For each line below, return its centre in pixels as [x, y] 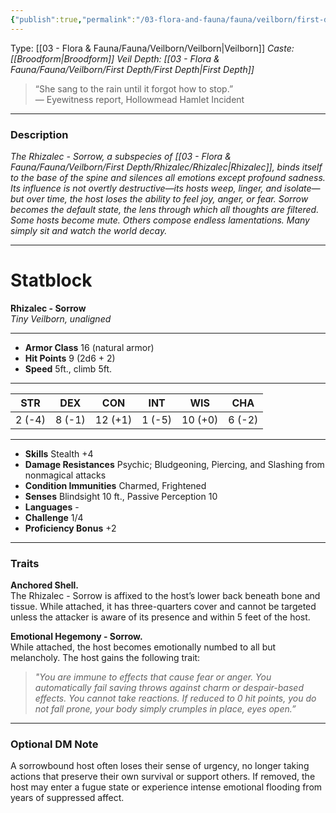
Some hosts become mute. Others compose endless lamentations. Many [160, 220]
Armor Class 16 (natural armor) [89, 347]
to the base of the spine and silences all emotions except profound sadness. [168, 177]
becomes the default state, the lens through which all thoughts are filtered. [165, 209]
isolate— [302, 188]
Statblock [51, 280]
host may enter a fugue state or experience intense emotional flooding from [166, 787]
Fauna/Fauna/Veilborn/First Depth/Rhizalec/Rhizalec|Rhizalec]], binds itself [166, 167]
